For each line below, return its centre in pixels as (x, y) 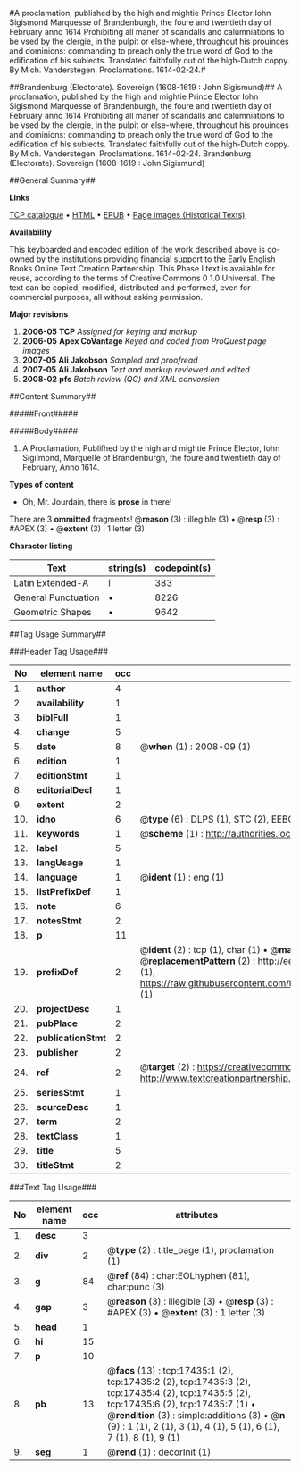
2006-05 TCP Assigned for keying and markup (110, 331)
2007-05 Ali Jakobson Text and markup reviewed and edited (136, 369)
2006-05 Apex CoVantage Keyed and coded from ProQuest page (144, 341)
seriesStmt (61, 1093)
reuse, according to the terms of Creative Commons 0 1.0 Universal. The (142, 278)
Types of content (42, 484)
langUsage (60, 863)
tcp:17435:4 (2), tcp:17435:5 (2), (179, 1393)
